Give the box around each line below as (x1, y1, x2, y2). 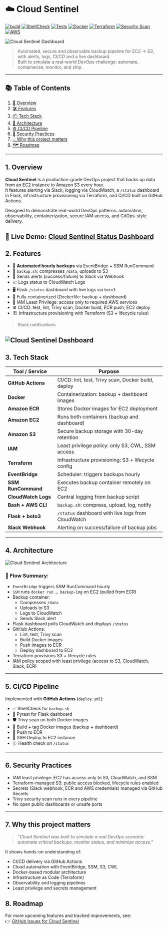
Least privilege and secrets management (12, 885, 97, 891)
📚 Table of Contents (5, 84, 71, 93)
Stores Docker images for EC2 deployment (57, 405, 157, 412)
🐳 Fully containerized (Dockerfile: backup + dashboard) (12, 293, 127, 300)
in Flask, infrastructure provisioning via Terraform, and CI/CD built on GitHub (5, 192, 163, 198)
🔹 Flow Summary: (5, 572, 49, 579)
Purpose (98, 368, 119, 375)
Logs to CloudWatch (19, 610, 62, 616)
